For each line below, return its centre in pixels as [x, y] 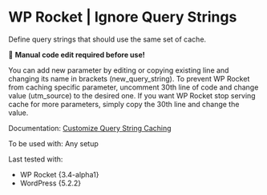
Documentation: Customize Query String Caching [90, 128]
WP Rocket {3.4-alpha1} [59, 174]
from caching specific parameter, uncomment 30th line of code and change [133, 87]
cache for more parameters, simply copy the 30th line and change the [124, 104]
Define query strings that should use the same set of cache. [107, 39]
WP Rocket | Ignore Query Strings [123, 17]
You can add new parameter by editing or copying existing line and [119, 70]
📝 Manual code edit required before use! [77, 54]
